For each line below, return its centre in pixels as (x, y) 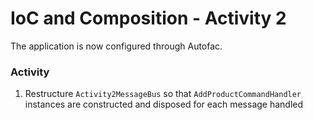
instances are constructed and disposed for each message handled (164, 104)
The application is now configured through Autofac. (116, 46)
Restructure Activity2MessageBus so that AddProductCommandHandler (163, 94)
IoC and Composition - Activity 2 (148, 18)
